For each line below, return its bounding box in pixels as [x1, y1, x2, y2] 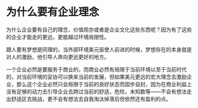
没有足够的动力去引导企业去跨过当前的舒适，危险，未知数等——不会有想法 [6, 88, 187, 95]
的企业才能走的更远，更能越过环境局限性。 [6, 33, 110, 40]
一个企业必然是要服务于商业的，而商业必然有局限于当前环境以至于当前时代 [6, 66, 187, 73]
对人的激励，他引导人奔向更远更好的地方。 [6, 53, 110, 60]
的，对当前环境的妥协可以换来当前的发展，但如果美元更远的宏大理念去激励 [6, 73, 187, 80]
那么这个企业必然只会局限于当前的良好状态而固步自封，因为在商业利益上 [16, 80, 192, 87]
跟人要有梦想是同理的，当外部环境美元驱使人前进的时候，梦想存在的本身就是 [6, 45, 192, 53]
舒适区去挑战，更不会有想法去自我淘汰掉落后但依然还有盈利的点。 [11, 95, 171, 102]
